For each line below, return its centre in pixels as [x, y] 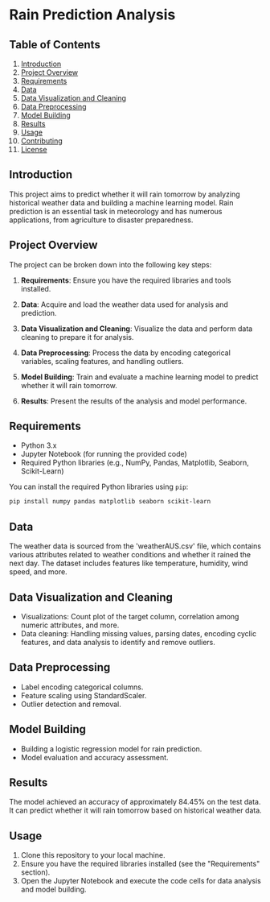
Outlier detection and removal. [71, 704]
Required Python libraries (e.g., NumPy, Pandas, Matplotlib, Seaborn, [135, 463]
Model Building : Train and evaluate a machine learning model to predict [139, 377]
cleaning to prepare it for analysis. [77, 337]
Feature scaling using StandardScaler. [84, 695]
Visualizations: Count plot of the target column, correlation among [130, 616]
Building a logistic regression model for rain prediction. [111, 749]
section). [35, 872]
